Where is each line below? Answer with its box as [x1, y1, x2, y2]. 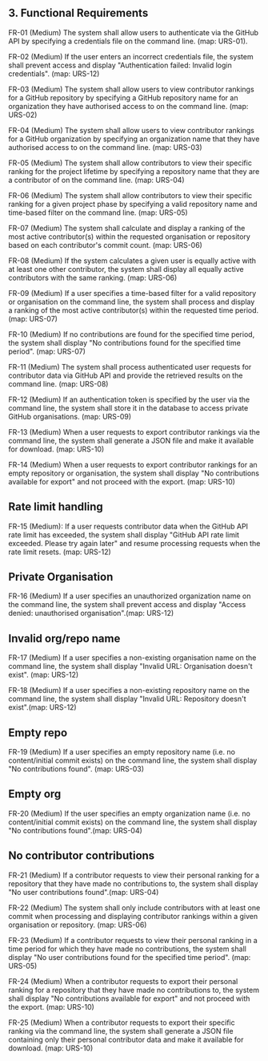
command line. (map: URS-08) [8, 379, 109, 388]
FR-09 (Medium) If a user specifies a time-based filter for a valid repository [8, 288, 257, 298]
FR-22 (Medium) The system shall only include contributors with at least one [8, 902, 261, 913]
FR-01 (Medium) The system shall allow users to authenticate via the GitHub [8, 27, 258, 37]
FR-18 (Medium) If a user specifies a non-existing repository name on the [8, 686, 250, 695]
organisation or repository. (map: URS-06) [8, 920, 147, 929]
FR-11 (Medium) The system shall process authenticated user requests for [8, 362, 252, 371]
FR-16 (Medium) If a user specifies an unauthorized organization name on [8, 591, 251, 601]
